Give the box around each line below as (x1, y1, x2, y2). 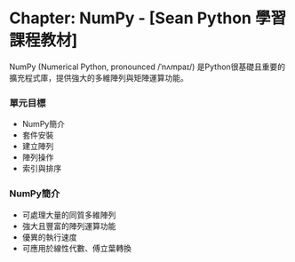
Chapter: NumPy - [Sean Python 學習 (9, 8, 287, 28)
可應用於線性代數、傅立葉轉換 (21, 242, 132, 253)
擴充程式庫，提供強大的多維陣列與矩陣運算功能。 (9, 72, 188, 83)
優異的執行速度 (21, 232, 77, 242)
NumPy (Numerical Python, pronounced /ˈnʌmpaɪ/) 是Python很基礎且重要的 (9, 61, 286, 72)
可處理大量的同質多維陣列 (21, 210, 116, 220)
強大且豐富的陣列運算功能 (21, 220, 116, 231)
